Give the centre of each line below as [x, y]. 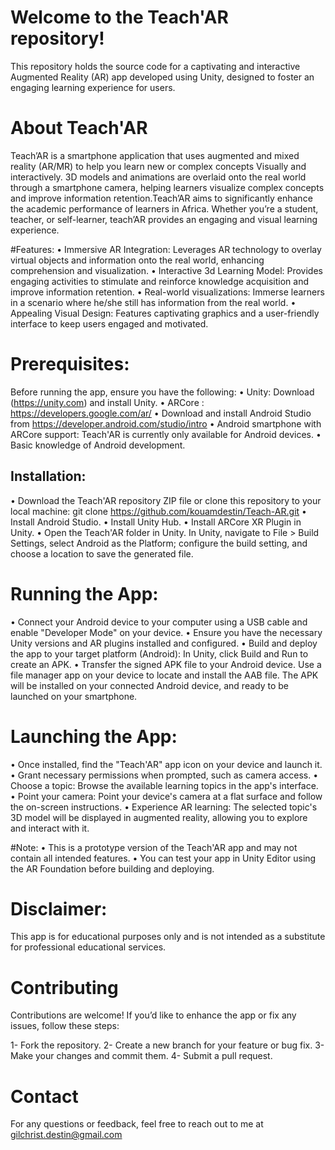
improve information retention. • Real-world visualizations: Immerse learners [167, 292]
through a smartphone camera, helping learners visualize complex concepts [167, 187]
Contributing [64, 987]
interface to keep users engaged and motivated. [109, 323]
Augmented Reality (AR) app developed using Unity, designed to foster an [162, 77]
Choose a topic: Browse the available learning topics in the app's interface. [164, 785]
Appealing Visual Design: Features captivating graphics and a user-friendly [165, 313]
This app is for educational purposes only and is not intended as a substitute [168, 937]
